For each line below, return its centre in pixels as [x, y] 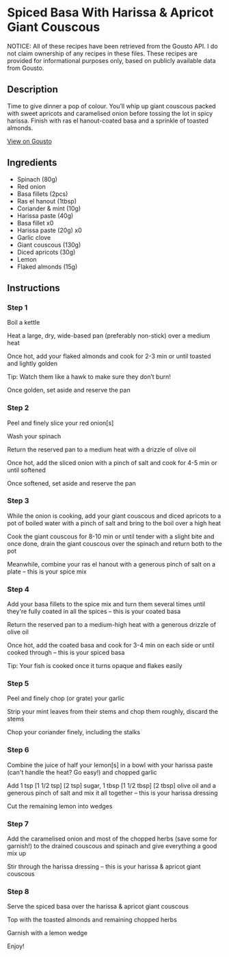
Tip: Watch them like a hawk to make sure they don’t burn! [89, 377]
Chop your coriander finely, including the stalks [74, 732]
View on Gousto [30, 141]
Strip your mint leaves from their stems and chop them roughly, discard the [113, 712]
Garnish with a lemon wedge [47, 933]
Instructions [33, 288]
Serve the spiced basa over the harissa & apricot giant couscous [98, 906]
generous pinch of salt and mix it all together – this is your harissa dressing [112, 793]
